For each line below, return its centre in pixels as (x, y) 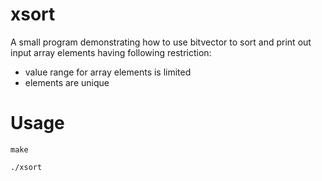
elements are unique (67, 82)
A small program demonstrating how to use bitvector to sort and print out (161, 42)
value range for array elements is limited (108, 72)
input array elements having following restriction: (111, 52)
